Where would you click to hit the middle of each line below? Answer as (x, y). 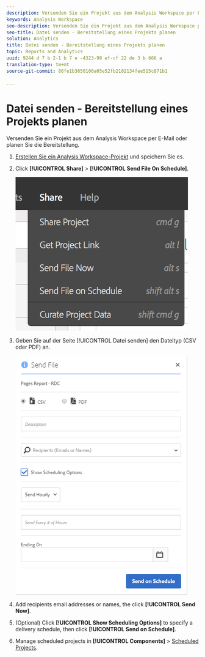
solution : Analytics (33, 39)
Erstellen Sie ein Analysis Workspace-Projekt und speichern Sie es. (100, 157)
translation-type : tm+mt (38, 64)
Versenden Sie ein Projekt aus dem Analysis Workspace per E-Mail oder (97, 138)
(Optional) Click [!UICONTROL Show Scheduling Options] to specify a (104, 623)
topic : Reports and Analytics (45, 52)
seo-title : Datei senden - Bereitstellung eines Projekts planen (91, 32)
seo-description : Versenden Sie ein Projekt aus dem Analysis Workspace (101, 26)
